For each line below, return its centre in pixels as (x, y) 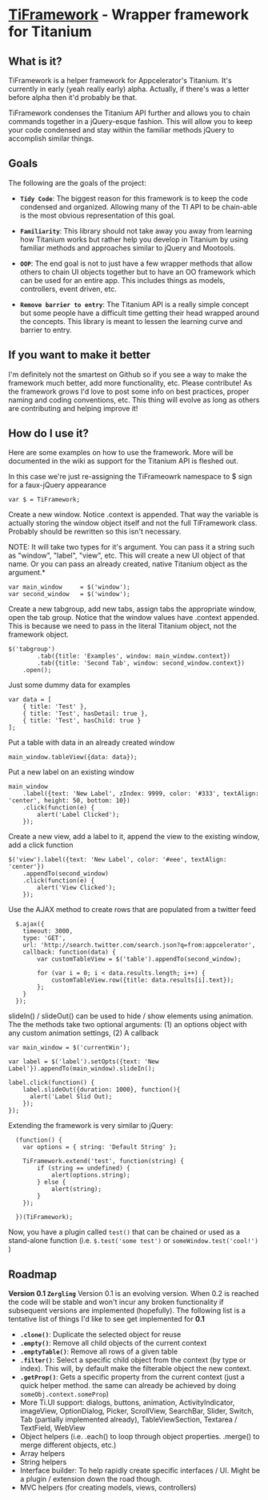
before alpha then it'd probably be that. (73, 97)
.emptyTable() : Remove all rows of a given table (99, 1352)
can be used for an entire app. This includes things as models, (122, 280)
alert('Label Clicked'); (78, 815)
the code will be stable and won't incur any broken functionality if (116, 1302)
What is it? (35, 61)
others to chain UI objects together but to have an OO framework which (138, 272)
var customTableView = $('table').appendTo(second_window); (139, 959)
